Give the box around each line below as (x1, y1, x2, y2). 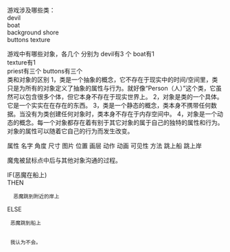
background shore (7, 28, 60, 36)
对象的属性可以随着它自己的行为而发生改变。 (7, 127, 134, 135)
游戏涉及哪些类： (7, 6, 56, 14)
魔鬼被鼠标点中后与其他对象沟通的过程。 (7, 157, 122, 164)
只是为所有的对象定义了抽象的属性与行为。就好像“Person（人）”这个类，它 (7, 84, 216, 92)
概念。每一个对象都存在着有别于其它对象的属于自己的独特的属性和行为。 (19, 119, 224, 126)
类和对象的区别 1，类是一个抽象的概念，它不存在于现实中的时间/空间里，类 (7, 76, 218, 84)
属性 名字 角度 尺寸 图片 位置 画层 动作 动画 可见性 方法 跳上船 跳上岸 (7, 141, 203, 150)
